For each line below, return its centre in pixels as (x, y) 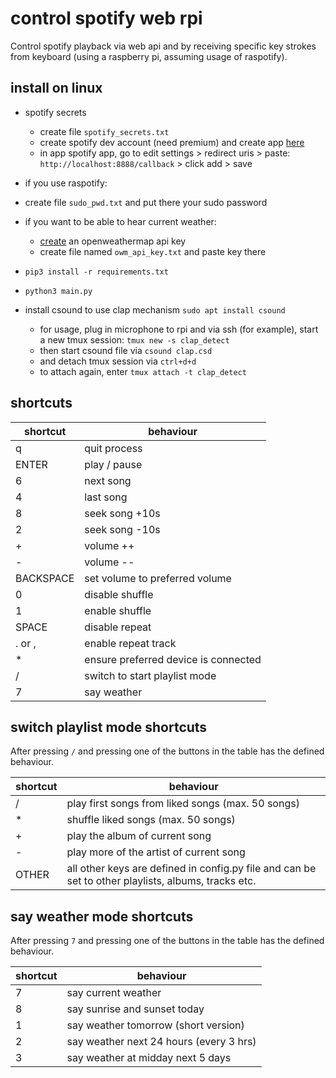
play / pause (113, 464)
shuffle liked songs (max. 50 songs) (151, 820)
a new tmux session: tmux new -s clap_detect (134, 339)
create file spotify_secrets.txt (104, 131)
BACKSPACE (45, 578)
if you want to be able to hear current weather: (120, 221)
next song (108, 480)
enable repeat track (130, 643)
